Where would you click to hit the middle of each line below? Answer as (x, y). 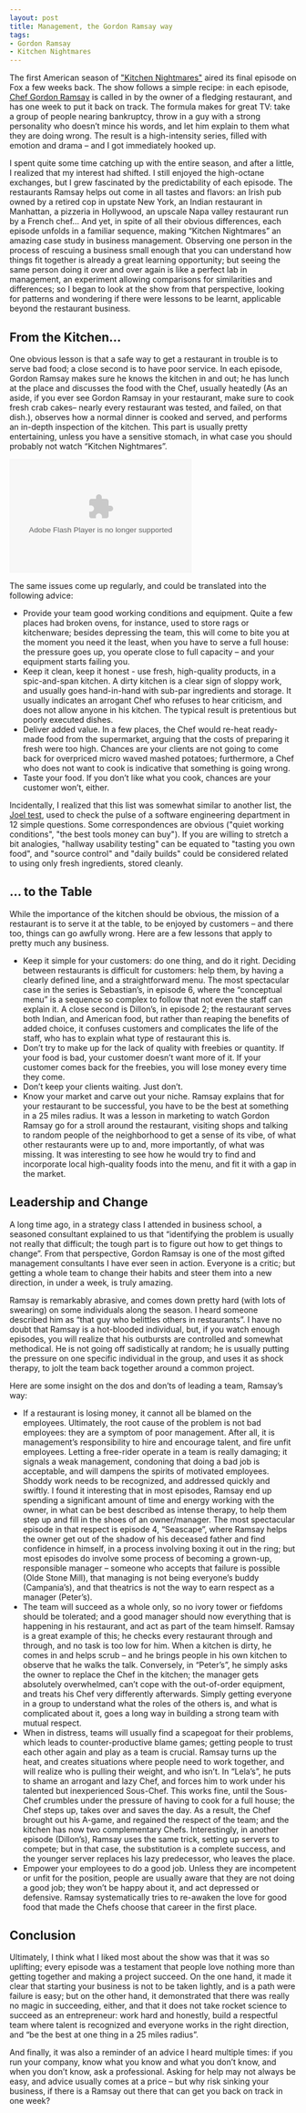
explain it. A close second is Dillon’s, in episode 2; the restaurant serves (157, 1009)
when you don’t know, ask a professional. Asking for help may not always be (153, 2072)
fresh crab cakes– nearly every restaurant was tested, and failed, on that (146, 407)
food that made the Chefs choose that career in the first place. (140, 1907)
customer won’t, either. (66, 787)
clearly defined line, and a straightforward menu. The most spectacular (156, 980)
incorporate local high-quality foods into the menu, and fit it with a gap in (159, 1164)
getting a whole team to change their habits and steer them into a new (141, 1273)
